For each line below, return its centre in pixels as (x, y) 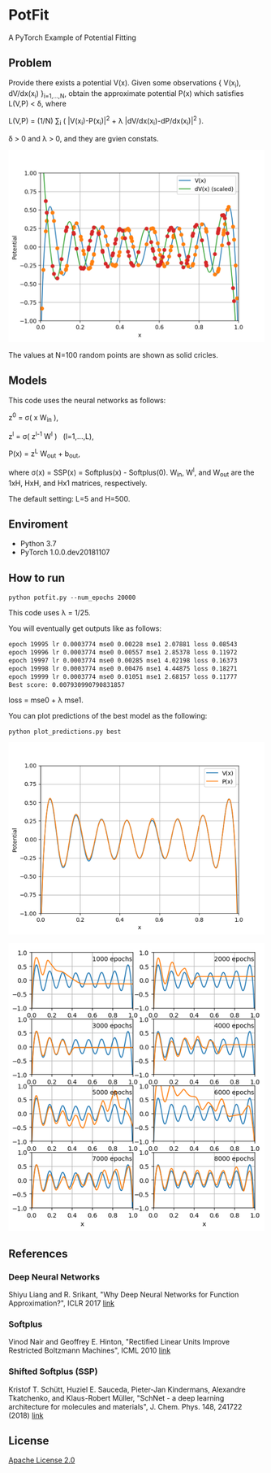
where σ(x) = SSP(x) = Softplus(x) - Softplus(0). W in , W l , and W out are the (131, 472)
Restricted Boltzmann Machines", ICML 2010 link (90, 1350)
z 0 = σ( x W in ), (34, 417)
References (38, 1254)
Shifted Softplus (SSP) (53, 1371)
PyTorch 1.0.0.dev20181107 (65, 552)
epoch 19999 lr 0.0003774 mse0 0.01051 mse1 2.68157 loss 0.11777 (123, 677)
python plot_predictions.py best (65, 732)
